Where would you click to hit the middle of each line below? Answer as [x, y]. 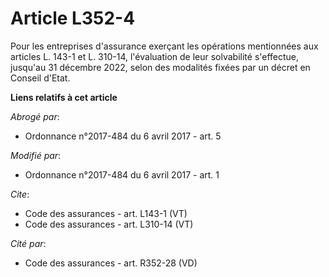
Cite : [20, 194]
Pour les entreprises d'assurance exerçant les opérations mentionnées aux [164, 46]
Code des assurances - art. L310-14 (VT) [109, 224]
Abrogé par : [35, 116]
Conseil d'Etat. [40, 78]
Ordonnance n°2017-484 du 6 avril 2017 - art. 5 [123, 136]
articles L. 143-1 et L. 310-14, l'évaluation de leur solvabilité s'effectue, [155, 56]
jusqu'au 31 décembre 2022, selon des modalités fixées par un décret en [160, 67]
